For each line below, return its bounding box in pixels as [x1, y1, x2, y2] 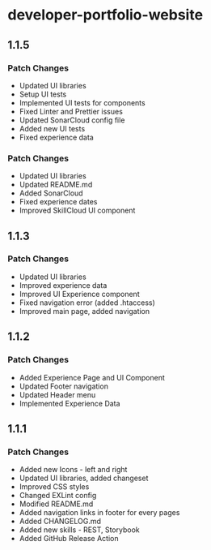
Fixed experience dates [19, 197, 98, 207]
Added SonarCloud [19, 188, 83, 198]
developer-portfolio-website [7, 6, 204, 24]
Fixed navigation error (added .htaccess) [19, 298, 155, 307]
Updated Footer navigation [19, 381, 108, 391]
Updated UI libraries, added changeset [19, 473, 149, 483]
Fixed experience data [19, 132, 94, 142]
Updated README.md [19, 180, 93, 190]
